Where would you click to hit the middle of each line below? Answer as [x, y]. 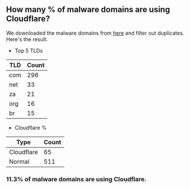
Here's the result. [27, 39]
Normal [19, 161]
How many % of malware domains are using [88, 10]
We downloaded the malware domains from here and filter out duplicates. [95, 33]
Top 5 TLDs [29, 50]
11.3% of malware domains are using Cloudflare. [76, 179]
